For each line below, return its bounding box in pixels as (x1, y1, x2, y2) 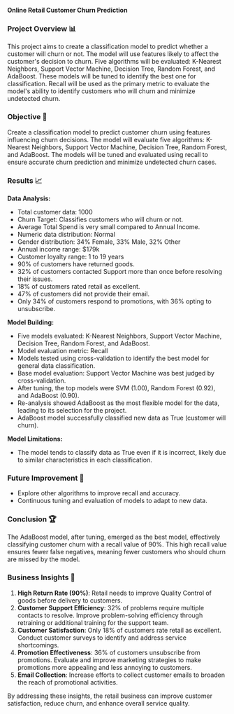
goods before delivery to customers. (17, 596, 123, 605)
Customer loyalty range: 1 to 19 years (17, 252, 124, 261)
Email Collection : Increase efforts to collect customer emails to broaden (17, 671, 226, 679)
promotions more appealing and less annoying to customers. (17, 663, 192, 671)
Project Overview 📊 (7, 24, 77, 34)
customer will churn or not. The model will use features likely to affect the (7, 50, 219, 58)
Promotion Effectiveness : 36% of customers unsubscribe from (17, 648, 200, 657)
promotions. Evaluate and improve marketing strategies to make (17, 655, 201, 664)
